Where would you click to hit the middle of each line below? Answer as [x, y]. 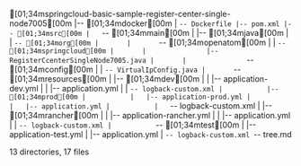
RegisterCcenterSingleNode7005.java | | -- [132, 60]
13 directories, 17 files [49, 152]
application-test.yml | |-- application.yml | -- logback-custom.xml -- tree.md [150, 134]
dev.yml [24, 88]
